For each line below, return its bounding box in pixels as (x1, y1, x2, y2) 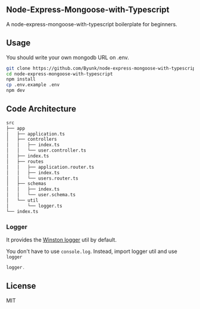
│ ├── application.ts (6, 131, 65, 137)
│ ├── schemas (6, 181, 46, 187)
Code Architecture (6, 104, 76, 114)
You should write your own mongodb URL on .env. (6, 54, 129, 61)
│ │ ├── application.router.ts (6, 164, 95, 170)
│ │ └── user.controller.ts (6, 147, 86, 154)
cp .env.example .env (6, 82, 60, 88)
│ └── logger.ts (6, 203, 62, 209)
